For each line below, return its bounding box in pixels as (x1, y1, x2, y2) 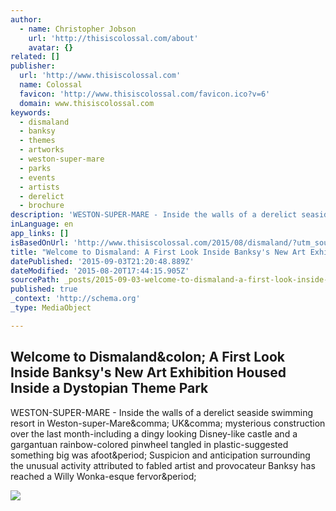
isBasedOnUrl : (10, 237, 70, 248)
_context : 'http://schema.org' (10, 294, 141, 304)
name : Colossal (19, 80, 83, 90)
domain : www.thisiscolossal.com (19, 98, 155, 108)
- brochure (19, 201, 65, 211)
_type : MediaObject (10, 303, 92, 313)
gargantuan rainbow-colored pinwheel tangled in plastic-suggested (10, 438, 289, 450)
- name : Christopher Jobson (19, 24, 137, 34)
